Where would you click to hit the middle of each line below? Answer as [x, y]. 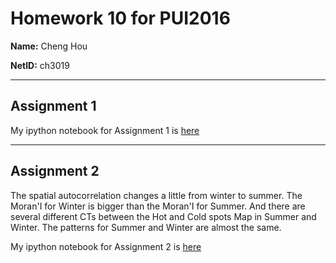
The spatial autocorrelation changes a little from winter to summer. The [156, 195]
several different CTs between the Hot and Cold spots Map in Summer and [163, 216]
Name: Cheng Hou [49, 46]
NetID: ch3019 [40, 65]
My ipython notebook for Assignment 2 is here [106, 246]
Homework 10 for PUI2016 [120, 18]
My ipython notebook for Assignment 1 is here [105, 130]
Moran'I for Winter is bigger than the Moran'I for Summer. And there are [158, 206]
